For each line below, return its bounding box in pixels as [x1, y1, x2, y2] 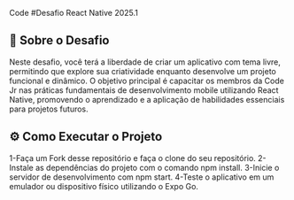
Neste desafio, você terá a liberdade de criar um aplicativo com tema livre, [9, 57, 282, 67]
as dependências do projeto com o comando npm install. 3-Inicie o [35, 162, 280, 173]
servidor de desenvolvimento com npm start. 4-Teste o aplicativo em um [9, 172, 275, 182]
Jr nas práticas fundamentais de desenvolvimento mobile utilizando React [9, 84, 279, 96]
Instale [9, 162, 34, 173]
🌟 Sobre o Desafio [9, 33, 110, 48]
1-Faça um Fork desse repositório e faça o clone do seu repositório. [9, 152, 257, 163]
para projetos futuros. [9, 104, 89, 114]
